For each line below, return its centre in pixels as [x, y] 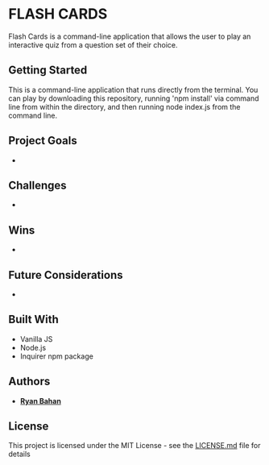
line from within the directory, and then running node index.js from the [124, 106]
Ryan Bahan [41, 401]
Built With [33, 320]
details [19, 454]
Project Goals [43, 141]
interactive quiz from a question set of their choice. [93, 44]
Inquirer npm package [57, 356]
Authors [29, 382]
